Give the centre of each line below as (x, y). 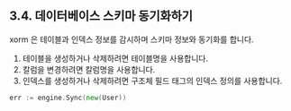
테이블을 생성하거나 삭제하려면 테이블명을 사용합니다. (115, 58)
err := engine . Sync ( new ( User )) (68, 98)
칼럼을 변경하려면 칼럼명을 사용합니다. (89, 69)
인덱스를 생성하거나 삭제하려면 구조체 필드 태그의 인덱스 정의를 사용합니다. (152, 81)
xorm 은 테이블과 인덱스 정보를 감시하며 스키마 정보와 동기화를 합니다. (132, 39)
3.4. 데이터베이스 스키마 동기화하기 (101, 16)
